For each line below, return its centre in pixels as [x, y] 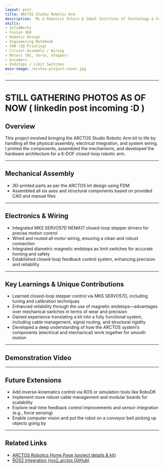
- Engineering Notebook [29, 42]
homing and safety [31, 254]
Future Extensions [33, 380]
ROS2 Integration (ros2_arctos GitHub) [51, 460]
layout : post [18, 10]
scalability [22, 402]
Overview [20, 126]
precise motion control [35, 233]
